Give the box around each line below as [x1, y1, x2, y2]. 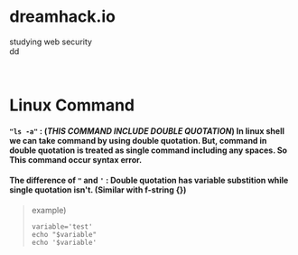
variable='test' [31, 222, 93, 231]
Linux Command [9, 95, 135, 116]
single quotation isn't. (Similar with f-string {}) [9, 184, 187, 195]
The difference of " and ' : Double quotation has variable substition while [9, 175, 289, 186]
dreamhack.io [9, 6, 116, 27]
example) [31, 204, 67, 215]
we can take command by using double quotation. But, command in [9, 135, 267, 146]
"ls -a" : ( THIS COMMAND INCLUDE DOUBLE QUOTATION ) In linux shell [9, 125, 285, 137]
